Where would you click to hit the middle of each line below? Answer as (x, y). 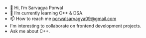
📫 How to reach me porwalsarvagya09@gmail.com (63, 18)
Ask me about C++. (30, 31)
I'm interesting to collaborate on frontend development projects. (75, 26)
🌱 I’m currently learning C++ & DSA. (47, 13)
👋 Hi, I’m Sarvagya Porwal (36, 8)
